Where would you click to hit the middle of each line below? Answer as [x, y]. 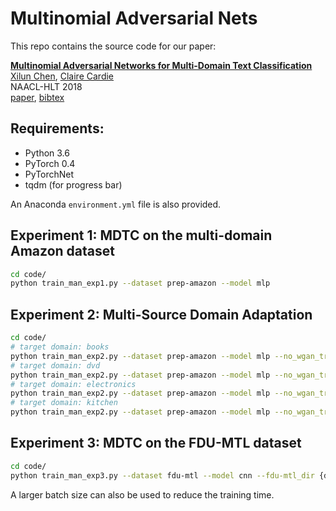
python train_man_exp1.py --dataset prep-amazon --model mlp [140, 283]
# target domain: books [60, 347]
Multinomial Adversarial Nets [134, 18]
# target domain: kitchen [64, 403]
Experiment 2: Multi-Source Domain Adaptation [161, 314]
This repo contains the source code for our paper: [113, 46]
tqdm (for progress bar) [73, 184]
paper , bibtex [37, 97]
